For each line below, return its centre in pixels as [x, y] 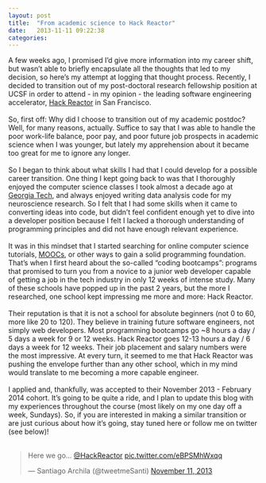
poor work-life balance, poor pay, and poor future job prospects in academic [133, 137]
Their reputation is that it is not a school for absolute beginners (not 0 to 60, [132, 314]
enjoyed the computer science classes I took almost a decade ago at [121, 187]
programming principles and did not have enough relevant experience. [123, 229]
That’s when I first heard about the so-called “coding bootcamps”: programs [133, 263]
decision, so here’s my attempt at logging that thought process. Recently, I [129, 77]
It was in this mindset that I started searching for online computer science [129, 246]
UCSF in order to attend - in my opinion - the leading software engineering [130, 94]
